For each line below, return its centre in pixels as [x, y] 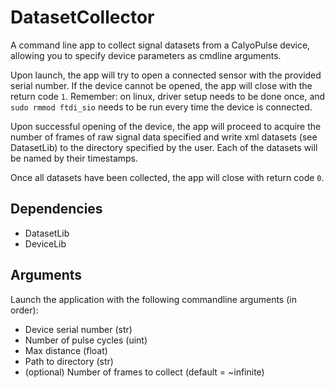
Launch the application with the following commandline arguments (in [153, 299]
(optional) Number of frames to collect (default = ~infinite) [144, 372]
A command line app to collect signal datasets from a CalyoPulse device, [160, 45]
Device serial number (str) [78, 329]
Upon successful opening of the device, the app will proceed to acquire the [166, 126]
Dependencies [56, 209]
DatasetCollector [82, 17]
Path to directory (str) [69, 361]
